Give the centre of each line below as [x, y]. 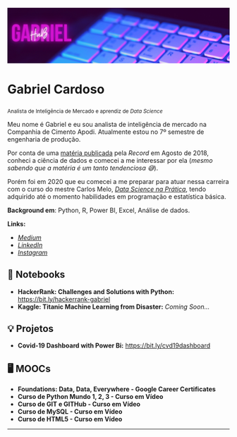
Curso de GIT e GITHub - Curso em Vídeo [79, 404]
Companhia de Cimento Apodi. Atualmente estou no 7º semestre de [106, 132]
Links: [17, 223]
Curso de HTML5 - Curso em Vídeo [70, 419]
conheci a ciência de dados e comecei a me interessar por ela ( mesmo [110, 160]
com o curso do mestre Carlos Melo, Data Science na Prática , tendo [107, 189]
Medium [30, 238]
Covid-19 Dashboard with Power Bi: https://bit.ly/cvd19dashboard [114, 345]
